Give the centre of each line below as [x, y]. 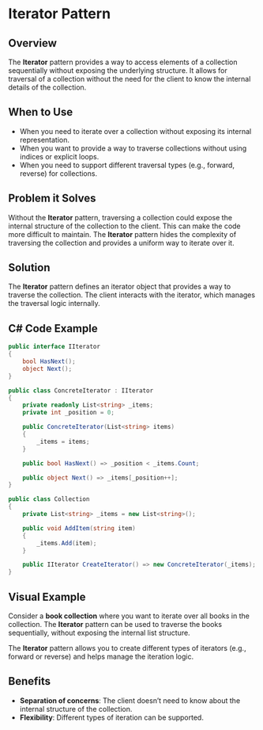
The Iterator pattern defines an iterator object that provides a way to [120, 287]
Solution [29, 268]
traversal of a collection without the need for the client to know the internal [130, 79]
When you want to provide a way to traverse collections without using [133, 148]
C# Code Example [53, 329]
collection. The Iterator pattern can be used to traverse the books [115, 624]
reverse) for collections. [58, 173]
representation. [44, 140]
